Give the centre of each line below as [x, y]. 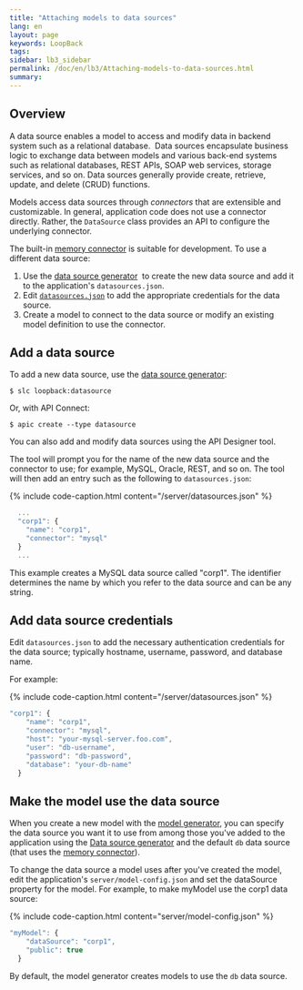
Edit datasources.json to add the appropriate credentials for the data [151, 295]
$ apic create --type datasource [73, 425]
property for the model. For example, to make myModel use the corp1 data [149, 889]
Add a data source [62, 353]
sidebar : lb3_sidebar [50, 60]
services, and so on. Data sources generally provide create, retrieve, [138, 175]
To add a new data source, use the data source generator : [118, 375]
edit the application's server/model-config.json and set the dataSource [143, 880]
